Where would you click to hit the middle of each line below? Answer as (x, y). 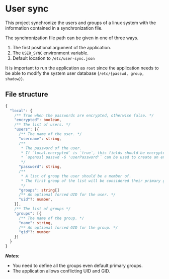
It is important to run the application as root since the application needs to (82, 68)
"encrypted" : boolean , (38, 120)
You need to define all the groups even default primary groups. (78, 265)
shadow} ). (15, 78)
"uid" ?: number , (35, 200)
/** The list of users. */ (43, 125)
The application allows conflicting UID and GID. (61, 271)
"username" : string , (40, 139)
